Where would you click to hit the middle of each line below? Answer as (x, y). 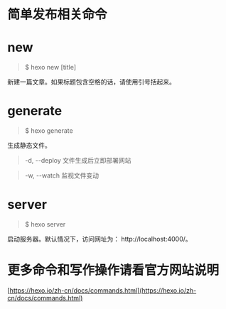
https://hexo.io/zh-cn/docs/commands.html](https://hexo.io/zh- (103, 290)
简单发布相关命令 (58, 15)
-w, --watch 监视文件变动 (62, 175)
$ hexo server (45, 224)
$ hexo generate (49, 131)
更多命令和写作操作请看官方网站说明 (113, 270)
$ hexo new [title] (50, 67)
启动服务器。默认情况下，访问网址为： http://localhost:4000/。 (99, 239)
